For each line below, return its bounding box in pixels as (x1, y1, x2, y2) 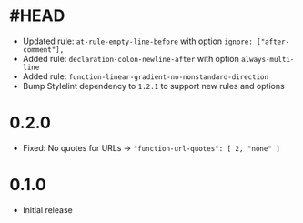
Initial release (22, 204, 73, 215)
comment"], (22, 45, 65, 55)
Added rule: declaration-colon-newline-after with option (22, 53, 239, 64)
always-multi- (240, 55, 295, 64)
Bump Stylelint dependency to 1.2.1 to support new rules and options (22, 80, 285, 91)
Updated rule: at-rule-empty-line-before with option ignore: (22, 35, 253, 46)
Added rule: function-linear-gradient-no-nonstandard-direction (22, 70, 269, 82)
